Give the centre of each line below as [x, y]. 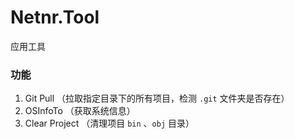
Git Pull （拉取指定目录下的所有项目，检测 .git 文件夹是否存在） [157, 98]
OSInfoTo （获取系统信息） [80, 111]
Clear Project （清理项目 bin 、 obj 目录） [109, 123]
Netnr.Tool [55, 17]
